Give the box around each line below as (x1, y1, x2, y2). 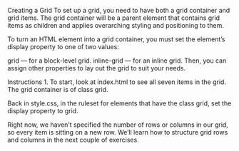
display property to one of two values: (7, 43, 119, 51)
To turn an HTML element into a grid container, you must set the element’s (7, 35, 225, 43)
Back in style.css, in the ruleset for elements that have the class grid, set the (7, 99, 232, 108)
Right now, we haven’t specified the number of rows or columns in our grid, (7, 120, 228, 129)
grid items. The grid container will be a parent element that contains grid (7, 14, 220, 22)
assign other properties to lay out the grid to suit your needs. (7, 64, 186, 72)
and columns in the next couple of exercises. (7, 135, 139, 144)
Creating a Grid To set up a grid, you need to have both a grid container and (7, 6, 230, 14)
